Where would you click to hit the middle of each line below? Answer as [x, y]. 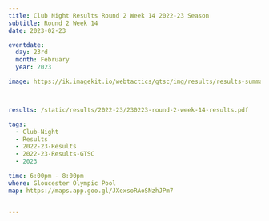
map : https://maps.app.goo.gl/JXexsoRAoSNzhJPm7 [91, 191]
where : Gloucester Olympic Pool [62, 183]
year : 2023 [34, 67]
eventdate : [26, 45]
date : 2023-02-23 [37, 30]
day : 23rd [32, 53]
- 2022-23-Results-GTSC [55, 154]
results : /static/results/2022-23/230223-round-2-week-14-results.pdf [128, 110]
